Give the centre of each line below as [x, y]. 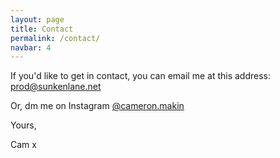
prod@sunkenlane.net [56, 87]
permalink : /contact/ [55, 38]
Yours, [23, 125]
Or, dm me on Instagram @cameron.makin [97, 106]
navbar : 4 [31, 47]
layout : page [37, 19]
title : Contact [42, 29]
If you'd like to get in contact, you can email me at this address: [141, 76]
